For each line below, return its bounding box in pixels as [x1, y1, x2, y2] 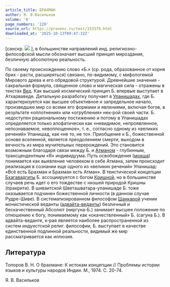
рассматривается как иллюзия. [5, 234, 74, 239]
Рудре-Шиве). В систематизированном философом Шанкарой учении [5, 196, 157, 202]
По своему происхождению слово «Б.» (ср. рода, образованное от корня [5, 67, 165, 72]
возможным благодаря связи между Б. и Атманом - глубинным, [5, 147, 146, 153]
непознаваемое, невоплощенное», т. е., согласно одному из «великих [5, 125, 158, 132]
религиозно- [109, 46, 137, 51]
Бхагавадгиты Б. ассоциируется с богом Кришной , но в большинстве [5, 174, 156, 180]
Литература [5, 248, 46, 257]
